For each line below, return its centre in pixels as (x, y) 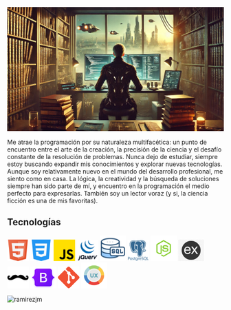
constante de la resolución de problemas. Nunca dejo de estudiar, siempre (112, 156)
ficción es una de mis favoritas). (53, 200)
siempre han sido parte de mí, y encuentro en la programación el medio (108, 186)
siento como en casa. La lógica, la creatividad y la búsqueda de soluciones (113, 178)
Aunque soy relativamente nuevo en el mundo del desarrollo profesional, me (115, 171)
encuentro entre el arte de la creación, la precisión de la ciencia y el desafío (114, 149)
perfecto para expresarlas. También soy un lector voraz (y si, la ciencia (108, 193)
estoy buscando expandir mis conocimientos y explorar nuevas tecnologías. (115, 164)
